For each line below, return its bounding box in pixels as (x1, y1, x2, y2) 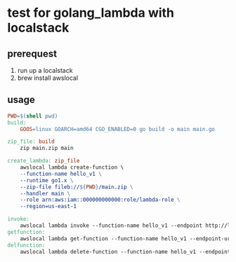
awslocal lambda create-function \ (20, 164, 124, 171)
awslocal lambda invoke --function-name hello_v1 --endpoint (20, 222, 202, 229)
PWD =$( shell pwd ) (7, 112, 58, 120)
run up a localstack (17, 67, 73, 74)
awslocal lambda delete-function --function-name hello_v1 (20, 248, 197, 255)
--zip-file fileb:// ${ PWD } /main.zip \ (20, 184, 133, 191)
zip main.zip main (20, 145, 74, 152)
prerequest (7, 48, 58, 60)
